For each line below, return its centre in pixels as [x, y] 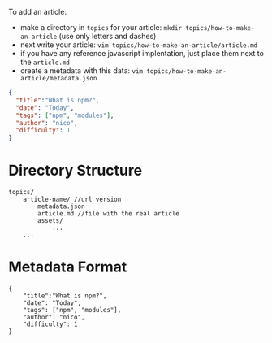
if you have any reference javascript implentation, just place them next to [142, 53]
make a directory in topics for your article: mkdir [101, 27]
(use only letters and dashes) [108, 36]
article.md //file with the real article [109, 214]
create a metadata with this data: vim [82, 71]
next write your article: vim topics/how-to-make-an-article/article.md [139, 45]
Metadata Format [68, 267]
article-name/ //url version [72, 200]
